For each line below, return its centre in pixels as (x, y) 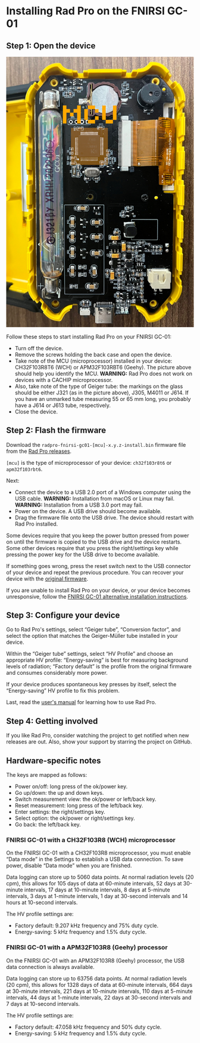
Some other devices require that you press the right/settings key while (92, 548)
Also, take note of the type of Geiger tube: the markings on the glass (99, 386)
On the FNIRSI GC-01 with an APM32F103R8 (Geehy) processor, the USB (95, 960)
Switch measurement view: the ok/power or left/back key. (85, 799)
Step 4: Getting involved (52, 721)
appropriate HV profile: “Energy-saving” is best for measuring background (97, 660)
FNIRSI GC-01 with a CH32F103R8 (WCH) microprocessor (91, 840)
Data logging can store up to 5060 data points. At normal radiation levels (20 (100, 877)
